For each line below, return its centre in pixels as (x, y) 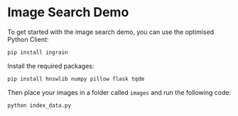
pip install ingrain (38, 52)
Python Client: (28, 39)
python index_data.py (39, 105)
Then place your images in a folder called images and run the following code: (119, 92)
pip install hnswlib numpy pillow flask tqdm (76, 79)
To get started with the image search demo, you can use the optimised (111, 32)
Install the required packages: (51, 66)
